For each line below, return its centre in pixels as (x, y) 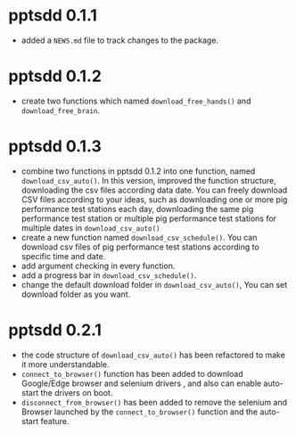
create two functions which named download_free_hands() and (136, 101)
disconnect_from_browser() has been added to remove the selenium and (154, 402)
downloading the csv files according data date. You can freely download (154, 190)
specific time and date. (63, 256)
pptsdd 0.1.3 (55, 147)
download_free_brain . (60, 110)
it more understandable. (65, 364)
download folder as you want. (76, 294)
